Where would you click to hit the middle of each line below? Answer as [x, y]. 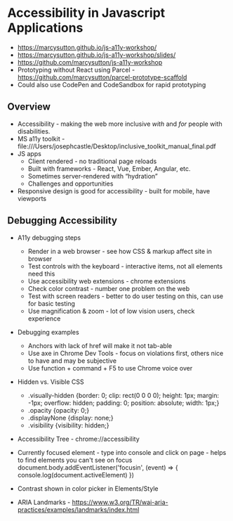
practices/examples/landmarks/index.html [78, 509]
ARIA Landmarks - [44, 502]
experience [44, 319]
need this [41, 274]
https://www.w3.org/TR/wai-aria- [120, 502]
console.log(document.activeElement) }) [76, 475]
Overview [29, 107]
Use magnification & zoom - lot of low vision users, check [111, 311]
